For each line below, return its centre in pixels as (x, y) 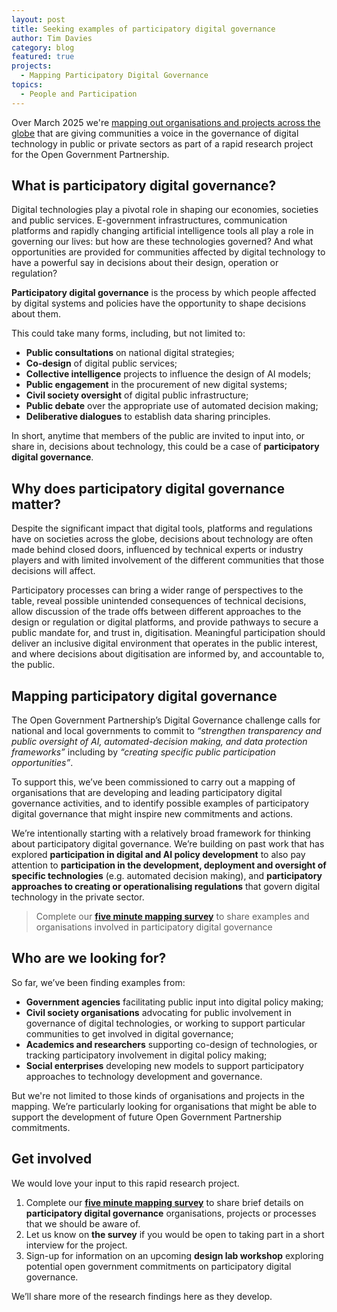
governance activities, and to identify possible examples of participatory (160, 803)
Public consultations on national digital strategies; (130, 353)
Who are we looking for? (89, 958)
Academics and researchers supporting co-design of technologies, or (171, 1044)
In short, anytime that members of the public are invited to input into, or (158, 436)
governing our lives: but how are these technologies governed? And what (162, 242)
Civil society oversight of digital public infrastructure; (137, 395)
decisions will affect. (53, 571)
